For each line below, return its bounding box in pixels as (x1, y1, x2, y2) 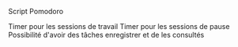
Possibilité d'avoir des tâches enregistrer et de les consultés (8, 31, 205, 39)
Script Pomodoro (8, 7, 64, 16)
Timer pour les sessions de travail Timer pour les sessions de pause (8, 22, 230, 31)
